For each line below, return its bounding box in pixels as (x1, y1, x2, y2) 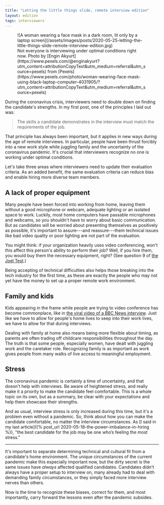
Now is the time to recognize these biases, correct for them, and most (5, 489, 146, 495)
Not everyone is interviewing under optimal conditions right (17, 48, 137, 54)
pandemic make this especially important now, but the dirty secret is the (5, 458, 150, 465)
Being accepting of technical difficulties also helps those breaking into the (5, 267, 154, 273)
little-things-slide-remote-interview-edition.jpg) (17, 43, 113, 48)
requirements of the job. (17, 124, 66, 130)
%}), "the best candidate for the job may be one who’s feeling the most (5, 429, 148, 435)
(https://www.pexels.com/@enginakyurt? (17, 58, 100, 64)
